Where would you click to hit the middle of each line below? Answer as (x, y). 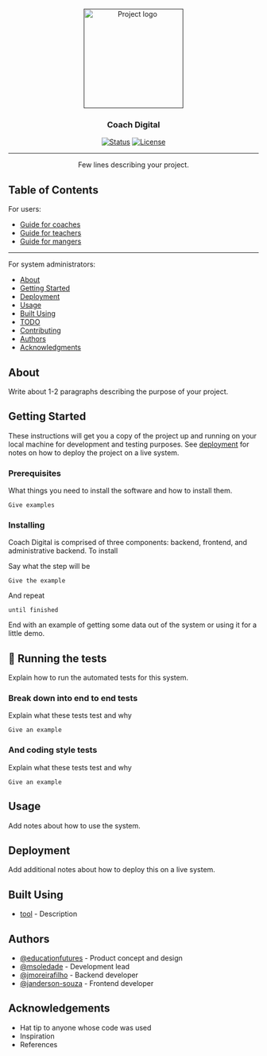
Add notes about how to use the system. (74, 825)
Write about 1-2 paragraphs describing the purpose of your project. (118, 392)
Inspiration (37, 1036)
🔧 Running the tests (58, 659)
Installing (27, 524)
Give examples (32, 505)
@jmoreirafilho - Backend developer (79, 975)
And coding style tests (53, 750)
